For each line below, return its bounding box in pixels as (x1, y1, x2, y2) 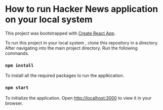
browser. (5, 100, 23, 106)
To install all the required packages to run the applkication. (5, 73, 124, 78)
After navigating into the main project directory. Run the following (5, 45, 138, 51)
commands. (5, 50, 30, 56)
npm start (5, 85, 29, 91)
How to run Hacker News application (5, 3, 158, 15)
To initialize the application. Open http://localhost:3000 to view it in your (5, 95, 152, 101)
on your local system (5, 14, 93, 25)
